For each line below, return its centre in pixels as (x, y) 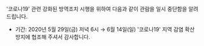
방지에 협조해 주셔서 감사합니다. (52, 37)
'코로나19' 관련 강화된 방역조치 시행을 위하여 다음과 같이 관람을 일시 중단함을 (97, 9)
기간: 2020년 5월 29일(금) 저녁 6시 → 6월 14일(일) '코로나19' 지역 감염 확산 (105, 29)
